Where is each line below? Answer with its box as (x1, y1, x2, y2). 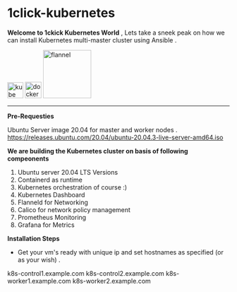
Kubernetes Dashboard (17, 190, 85, 199)
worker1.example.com (7, 276, 72, 285)
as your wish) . (17, 255, 61, 264)
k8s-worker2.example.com (72, 276, 152, 285)
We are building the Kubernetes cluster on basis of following (7, 146, 188, 155)
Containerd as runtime (17, 175, 83, 184)
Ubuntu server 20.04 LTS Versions (17, 168, 119, 176)
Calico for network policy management (17, 205, 130, 214)
